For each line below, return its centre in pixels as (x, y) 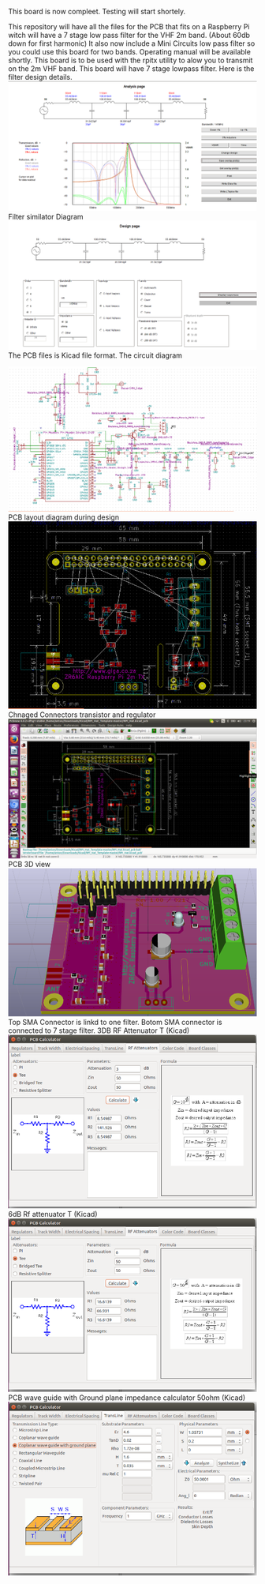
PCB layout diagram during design (64, 517)
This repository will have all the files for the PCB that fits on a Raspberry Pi (129, 26)
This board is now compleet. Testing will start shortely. (97, 11)
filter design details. (40, 77)
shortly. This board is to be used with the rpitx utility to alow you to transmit (131, 60)
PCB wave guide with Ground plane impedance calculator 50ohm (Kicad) (127, 1398)
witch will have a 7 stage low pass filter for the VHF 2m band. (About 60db (129, 35)
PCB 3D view (30, 865)
